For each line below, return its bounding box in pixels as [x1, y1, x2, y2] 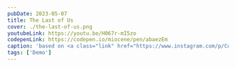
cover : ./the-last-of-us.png [7, 23, 93, 30]
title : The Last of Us [7, 17, 74, 24]
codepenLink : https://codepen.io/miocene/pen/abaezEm [7, 36, 169, 43]
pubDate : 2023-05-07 [7, 10, 68, 17]
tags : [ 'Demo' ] [7, 50, 52, 57]
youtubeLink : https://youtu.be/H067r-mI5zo [7, 29, 137, 37]
